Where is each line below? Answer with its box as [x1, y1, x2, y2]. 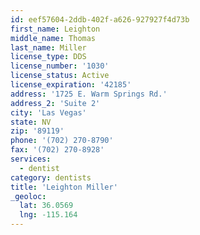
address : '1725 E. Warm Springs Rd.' [10, 89, 168, 99]
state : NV [10, 117, 52, 127]
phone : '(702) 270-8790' [10, 136, 114, 146]
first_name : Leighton [10, 24, 101, 34]
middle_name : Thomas [10, 33, 97, 43]
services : [10, 154, 52, 164]
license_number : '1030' [10, 61, 110, 71]
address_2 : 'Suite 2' [10, 98, 101, 108]
